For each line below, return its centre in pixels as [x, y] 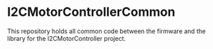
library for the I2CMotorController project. [67, 38]
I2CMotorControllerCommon [91, 12]
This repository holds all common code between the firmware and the [106, 31]
